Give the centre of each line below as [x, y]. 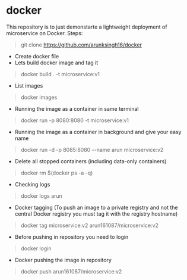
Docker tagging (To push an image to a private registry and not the [96, 207]
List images [29, 85]
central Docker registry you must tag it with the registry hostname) [96, 214]
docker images [39, 97]
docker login [36, 248]
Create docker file [37, 56]
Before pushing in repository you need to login [72, 237]
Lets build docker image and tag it [56, 63]
